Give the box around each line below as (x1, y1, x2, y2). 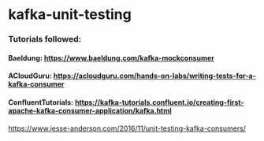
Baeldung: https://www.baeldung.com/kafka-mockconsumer (8, 53, 214, 62)
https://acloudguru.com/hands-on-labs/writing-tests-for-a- (53, 71, 256, 80)
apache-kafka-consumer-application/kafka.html (8, 106, 172, 115)
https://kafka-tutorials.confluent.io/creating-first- (74, 97, 244, 107)
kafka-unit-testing (8, 6, 132, 24)
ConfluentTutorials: (8, 97, 74, 107)
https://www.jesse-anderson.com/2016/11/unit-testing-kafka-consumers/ (8, 124, 247, 133)
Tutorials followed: (8, 34, 81, 45)
